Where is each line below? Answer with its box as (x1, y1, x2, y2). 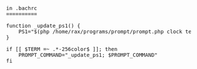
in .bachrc (6, 5, 38, 11)
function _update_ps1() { (6, 23, 81, 29)
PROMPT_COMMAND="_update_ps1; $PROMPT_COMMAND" (18, 52, 158, 58)
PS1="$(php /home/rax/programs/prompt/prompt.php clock (18, 29, 183, 34)
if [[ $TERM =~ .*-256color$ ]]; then (6, 46, 118, 52)
